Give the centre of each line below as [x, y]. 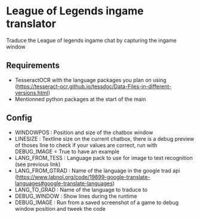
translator [31, 24]
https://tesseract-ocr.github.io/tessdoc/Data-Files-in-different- [94, 86]
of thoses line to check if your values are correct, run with [86, 145]
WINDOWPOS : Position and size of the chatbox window [84, 132]
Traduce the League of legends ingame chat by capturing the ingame [92, 40]
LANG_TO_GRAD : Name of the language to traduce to [81, 189]
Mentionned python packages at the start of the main [80, 99]
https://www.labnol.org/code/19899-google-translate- [84, 177]
